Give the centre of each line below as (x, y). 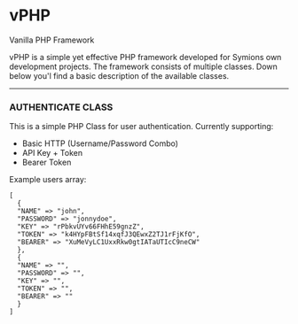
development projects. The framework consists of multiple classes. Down (143, 66)
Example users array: (48, 180)
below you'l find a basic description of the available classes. (119, 75)
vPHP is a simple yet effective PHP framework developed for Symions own (145, 57)
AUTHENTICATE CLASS (61, 107)
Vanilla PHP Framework (52, 40)
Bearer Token (47, 162)
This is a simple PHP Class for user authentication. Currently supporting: (141, 127)
